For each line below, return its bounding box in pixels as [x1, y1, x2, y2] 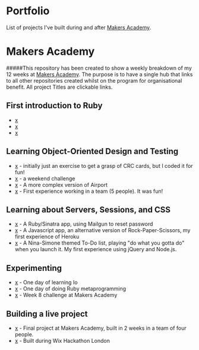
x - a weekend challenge [14, 174, 75, 182]
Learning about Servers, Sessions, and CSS [6, 204, 171, 215]
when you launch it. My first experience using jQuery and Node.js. [14, 246, 177, 253]
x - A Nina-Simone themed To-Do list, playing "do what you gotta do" [14, 239, 185, 246]
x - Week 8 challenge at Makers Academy [14, 292, 118, 299]
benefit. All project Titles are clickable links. [6, 83, 113, 90]
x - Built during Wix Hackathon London [14, 337, 110, 344]
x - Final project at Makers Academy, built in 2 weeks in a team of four [14, 324, 187, 332]
